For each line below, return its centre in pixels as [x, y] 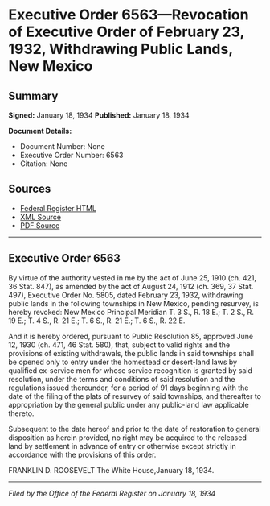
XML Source [41, 217]
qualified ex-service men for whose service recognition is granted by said [131, 370]
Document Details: [40, 131]
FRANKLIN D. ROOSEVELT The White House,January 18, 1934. [111, 470]
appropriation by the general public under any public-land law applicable [129, 404]
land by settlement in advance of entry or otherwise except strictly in [123, 446]
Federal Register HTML [58, 208]
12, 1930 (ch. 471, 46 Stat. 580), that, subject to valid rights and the [119, 345]
